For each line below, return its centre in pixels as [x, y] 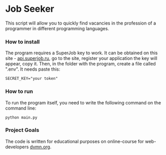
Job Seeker [30, 9]
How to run [19, 92]
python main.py [21, 117]
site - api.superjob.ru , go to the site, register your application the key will [81, 58]
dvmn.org [40, 147]
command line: [21, 108]
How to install [22, 41]
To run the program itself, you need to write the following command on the [83, 102]
